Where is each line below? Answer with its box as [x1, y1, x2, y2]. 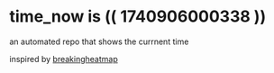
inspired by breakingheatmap [9, 53, 119, 64]
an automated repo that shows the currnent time [9, 36, 189, 47]
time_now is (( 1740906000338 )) [9, 6, 267, 27]
